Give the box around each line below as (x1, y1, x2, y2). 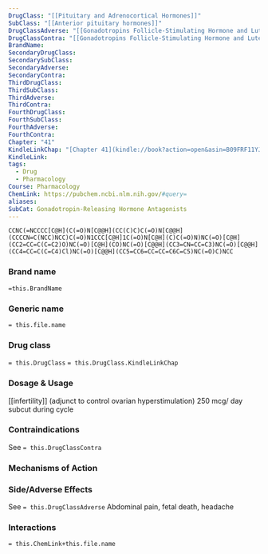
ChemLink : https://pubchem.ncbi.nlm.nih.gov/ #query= (8, 189, 187, 198)
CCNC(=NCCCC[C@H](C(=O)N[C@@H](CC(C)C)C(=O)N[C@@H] (8, 227, 183, 235)
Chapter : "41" (8, 138, 56, 146)
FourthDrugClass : (8, 109, 66, 117)
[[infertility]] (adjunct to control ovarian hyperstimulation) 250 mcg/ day (8, 396, 243, 405)
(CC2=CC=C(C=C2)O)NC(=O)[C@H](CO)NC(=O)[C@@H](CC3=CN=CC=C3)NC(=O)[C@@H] (8, 241, 259, 249)
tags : (8, 161, 26, 169)
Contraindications (8, 424, 80, 436)
